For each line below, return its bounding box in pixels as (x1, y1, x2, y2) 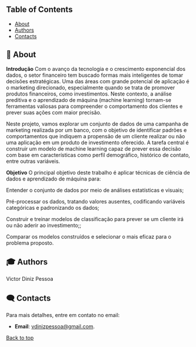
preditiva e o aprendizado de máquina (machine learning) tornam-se (6, 96, 171, 103)
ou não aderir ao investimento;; (6, 222, 82, 229)
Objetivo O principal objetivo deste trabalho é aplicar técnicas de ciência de (6, 169, 190, 176)
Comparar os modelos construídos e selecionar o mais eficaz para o (6, 233, 171, 240)
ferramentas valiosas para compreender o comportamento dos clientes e (6, 103, 183, 110)
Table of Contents (6, 5, 73, 15)
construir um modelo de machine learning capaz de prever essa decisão (6, 145, 181, 152)
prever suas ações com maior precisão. (6, 108, 102, 116)
